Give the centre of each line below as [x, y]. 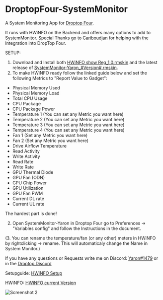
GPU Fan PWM [28, 193]
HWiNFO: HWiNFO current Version [41, 283]
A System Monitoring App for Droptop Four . [50, 23]
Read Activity [26, 151]
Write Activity [26, 156]
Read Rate [23, 161]
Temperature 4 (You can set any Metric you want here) [69, 130]
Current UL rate [28, 204]
